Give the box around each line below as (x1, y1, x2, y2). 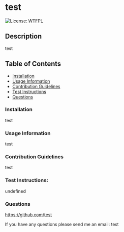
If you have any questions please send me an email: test (5, 222, 119, 228)
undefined (5, 188, 26, 194)
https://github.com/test (5, 212, 52, 218)
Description (5, 32, 42, 41)
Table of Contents (5, 60, 62, 68)
